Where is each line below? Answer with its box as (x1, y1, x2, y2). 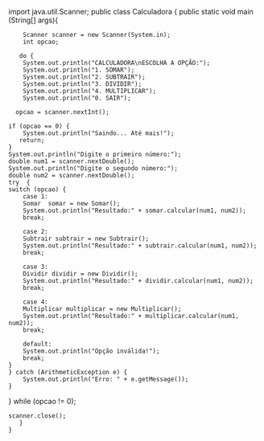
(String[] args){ (8, 15, 59, 25)
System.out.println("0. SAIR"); (23, 94, 131, 102)
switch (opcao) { (8, 186, 67, 194)
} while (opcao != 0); (8, 397, 76, 406)
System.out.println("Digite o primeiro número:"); (8, 150, 182, 158)
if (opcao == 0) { (8, 122, 70, 130)
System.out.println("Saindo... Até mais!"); (23, 129, 175, 137)
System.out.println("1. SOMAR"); (23, 66, 135, 74)
